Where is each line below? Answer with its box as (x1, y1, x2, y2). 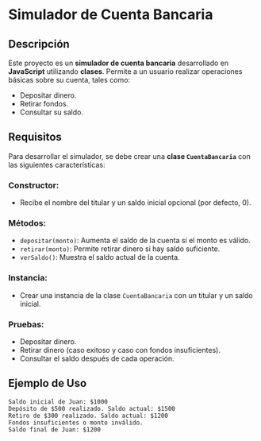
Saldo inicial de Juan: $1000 (8, 397, 109, 406)
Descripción (8, 37, 70, 51)
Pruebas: (8, 319, 44, 330)
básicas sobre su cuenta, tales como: (8, 75, 131, 84)
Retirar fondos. (19, 99, 69, 108)
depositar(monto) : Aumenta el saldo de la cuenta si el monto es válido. (19, 236, 251, 246)
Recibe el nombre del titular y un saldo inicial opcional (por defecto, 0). (19, 198, 251, 207)
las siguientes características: (8, 160, 106, 169)
